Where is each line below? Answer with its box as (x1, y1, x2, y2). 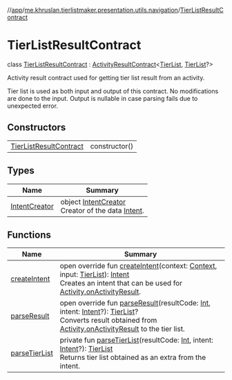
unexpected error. (7, 102, 59, 110)
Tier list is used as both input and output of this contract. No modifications (7, 86, 219, 95)
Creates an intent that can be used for (59, 278, 183, 288)
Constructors (7, 122, 66, 133)
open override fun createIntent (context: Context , (59, 261, 217, 271)
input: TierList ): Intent (59, 269, 130, 279)
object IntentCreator (60, 197, 126, 207)
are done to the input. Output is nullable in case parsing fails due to (7, 94, 198, 102)
